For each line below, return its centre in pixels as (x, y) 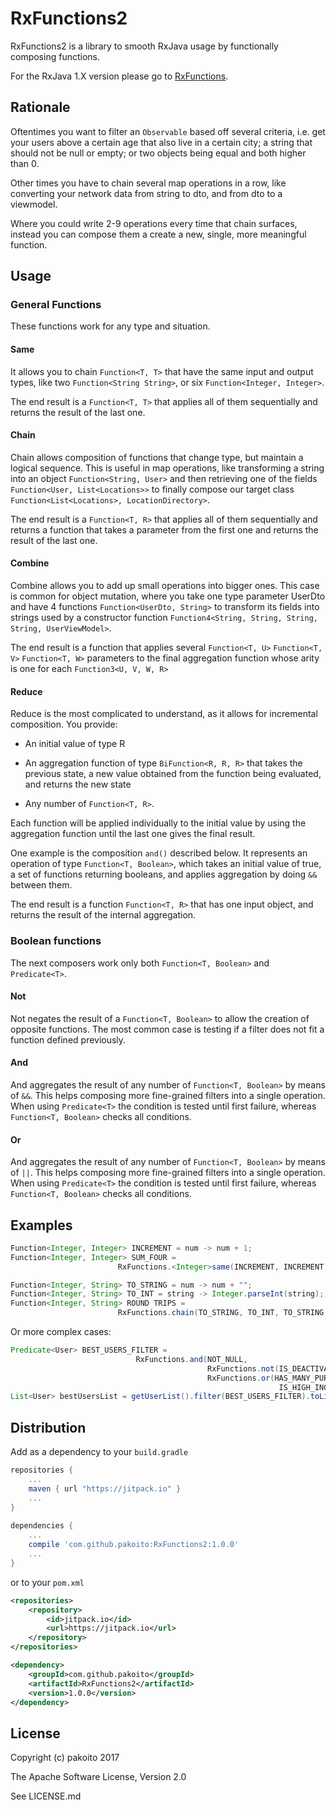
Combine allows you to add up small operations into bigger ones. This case (165, 586)
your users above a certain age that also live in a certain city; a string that (161, 142)
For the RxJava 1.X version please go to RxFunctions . (119, 76)
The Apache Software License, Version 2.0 (98, 1777)
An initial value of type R (75, 744)
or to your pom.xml (47, 1582)
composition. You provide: (64, 724)
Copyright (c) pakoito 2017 (65, 1758)
